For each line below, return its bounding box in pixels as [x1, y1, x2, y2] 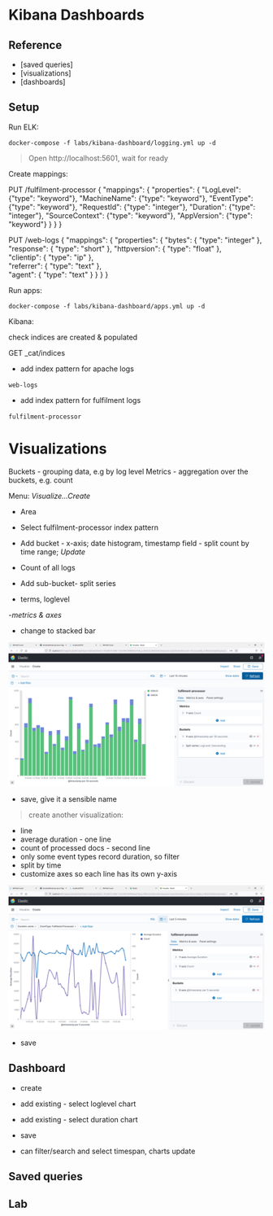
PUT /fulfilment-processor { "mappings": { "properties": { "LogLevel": [8, 185, 241, 195]
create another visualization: [28, 810, 124, 820]
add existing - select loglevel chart [19, 1099, 136, 1109]
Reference [8, 38, 63, 52]
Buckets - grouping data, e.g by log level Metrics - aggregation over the [8, 466, 249, 476]
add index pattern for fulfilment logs [19, 395, 141, 405]
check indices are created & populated [8, 332, 138, 342]
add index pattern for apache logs [19, 364, 134, 374]
